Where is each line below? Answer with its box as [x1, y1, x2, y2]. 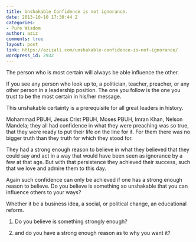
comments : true [6, 36, 44, 42]
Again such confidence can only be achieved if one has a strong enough [6, 176, 183, 183]
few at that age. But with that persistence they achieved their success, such [6, 158, 191, 165]
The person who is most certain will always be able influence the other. [6, 68, 179, 76]
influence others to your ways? [6, 188, 81, 195]
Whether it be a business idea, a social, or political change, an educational [6, 200, 187, 207]
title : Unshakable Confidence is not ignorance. [6, 8, 128, 15]
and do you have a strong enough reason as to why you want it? [14, 229, 171, 236]
